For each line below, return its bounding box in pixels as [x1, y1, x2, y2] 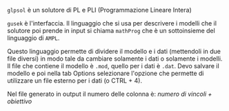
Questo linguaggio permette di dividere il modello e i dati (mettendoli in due [7, 48, 221, 55]
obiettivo [7, 97, 32, 105]
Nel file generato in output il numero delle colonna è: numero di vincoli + [7, 90, 212, 98]
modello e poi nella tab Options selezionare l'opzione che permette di [7, 69, 205, 77]
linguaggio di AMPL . [7, 34, 60, 42]
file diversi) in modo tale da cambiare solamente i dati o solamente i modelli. [7, 54, 223, 63]
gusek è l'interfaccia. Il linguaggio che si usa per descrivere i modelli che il [7, 19, 217, 27]
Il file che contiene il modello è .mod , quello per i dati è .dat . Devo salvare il [7, 62, 219, 70]
